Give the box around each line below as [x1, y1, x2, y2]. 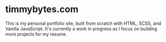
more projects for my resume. [5, 31, 67, 37]
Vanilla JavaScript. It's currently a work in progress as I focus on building [5, 25, 157, 31]
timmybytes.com [5, 4, 78, 15]
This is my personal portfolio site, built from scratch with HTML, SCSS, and [5, 20, 161, 26]
